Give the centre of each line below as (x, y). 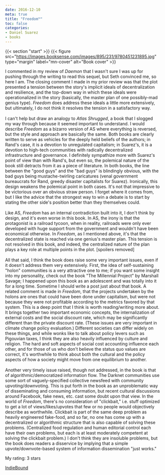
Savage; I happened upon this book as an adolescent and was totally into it (81, 281)
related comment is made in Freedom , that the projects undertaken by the (80, 291)
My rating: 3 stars (23, 458)
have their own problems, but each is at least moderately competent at (77, 433)
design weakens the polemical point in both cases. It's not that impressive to (82, 186)
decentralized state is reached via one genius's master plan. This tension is (81, 239)
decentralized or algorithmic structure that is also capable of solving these (80, 422)
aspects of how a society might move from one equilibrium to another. (76, 359)
